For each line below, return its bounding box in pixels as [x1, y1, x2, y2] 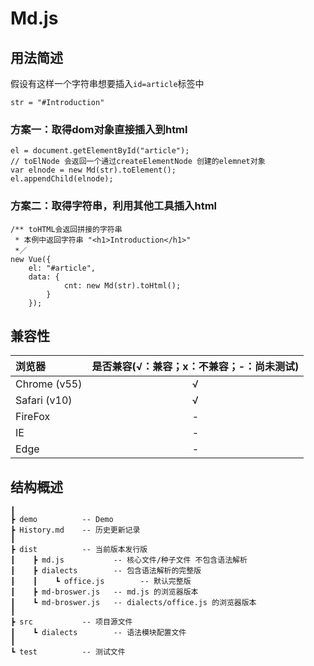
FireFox [15, 410, 51, 424]
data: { [28, 272, 60, 282]
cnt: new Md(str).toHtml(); [63, 280, 182, 291]
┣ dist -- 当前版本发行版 [10, 545, 148, 555]
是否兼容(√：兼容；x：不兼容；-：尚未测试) [91, 360, 300, 374]
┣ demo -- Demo [10, 515, 114, 525]
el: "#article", [28, 263, 97, 273]
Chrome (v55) [15, 377, 83, 391]
